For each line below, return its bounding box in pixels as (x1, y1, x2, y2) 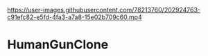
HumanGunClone (7, 37, 109, 53)
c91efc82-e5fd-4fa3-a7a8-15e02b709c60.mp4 (7, 13, 142, 21)
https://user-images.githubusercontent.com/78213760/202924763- (7, 6, 201, 14)
